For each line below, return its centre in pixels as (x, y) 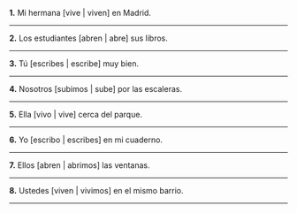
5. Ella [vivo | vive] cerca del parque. (76, 114)
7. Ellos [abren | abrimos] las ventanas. (80, 165)
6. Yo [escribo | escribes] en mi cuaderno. (86, 140)
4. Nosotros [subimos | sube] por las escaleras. (96, 89)
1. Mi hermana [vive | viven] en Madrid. (80, 13)
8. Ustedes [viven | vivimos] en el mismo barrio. (96, 190)
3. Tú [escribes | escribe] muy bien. (74, 64)
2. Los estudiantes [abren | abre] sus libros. (88, 38)
